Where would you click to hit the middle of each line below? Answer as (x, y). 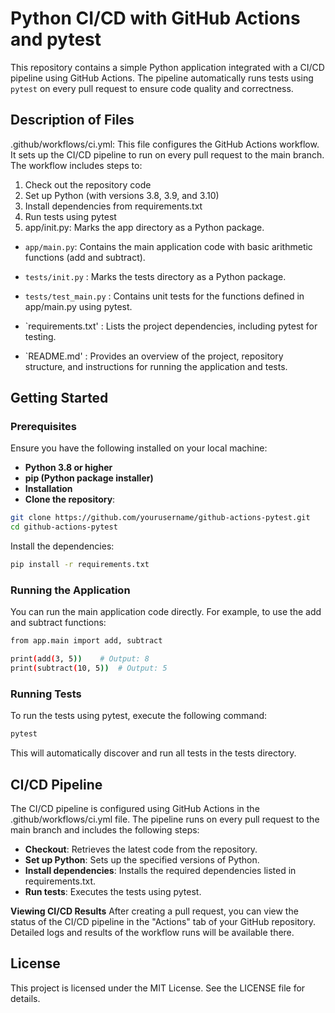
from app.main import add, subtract (86, 641)
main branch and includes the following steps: (105, 829)
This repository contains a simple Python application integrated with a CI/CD (167, 67)
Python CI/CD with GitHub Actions (155, 18)
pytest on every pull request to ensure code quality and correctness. (152, 88)
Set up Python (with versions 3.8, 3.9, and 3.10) (122, 195)
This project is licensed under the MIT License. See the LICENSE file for (158, 988)
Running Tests (46, 694)
